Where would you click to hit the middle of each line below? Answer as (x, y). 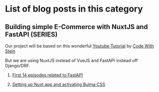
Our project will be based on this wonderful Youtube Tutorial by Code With (79, 46)
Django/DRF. (18, 66)
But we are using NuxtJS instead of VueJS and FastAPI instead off (71, 61)
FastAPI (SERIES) (31, 34)
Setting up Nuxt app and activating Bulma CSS (59, 84)
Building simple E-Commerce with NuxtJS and (77, 27)
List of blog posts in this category (74, 9)
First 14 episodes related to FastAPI (47, 75)
